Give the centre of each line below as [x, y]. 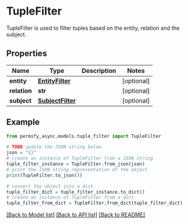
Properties [27, 54]
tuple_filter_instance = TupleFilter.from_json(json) [76, 164]
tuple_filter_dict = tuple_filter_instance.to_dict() [76, 192]
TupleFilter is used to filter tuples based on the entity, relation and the [93, 28]
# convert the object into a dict [50, 186]
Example [23, 122]
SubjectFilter [57, 100]
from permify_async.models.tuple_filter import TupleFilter [84, 136]
